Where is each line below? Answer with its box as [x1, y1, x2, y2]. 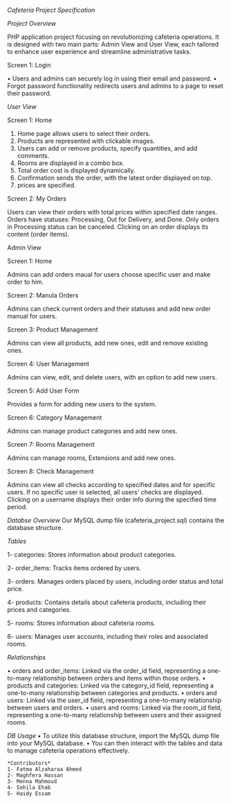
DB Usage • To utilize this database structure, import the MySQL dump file [7, 732, 220, 739]
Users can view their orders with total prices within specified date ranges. [7, 208, 218, 216]
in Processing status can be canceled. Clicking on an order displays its [7, 223, 209, 231]
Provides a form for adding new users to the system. [7, 400, 157, 408]
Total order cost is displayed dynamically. [17, 166, 136, 174]
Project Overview [7, 19, 57, 27]
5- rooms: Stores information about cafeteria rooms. [7, 619, 156, 627]
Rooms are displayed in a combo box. [17, 159, 124, 167]
